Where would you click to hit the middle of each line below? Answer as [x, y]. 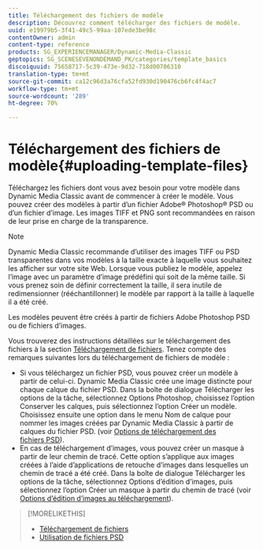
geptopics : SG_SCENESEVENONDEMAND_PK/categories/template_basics [117, 60]
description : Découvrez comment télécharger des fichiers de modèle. [125, 23]
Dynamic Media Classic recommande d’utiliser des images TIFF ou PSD [124, 252]
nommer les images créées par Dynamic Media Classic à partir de [126, 423]
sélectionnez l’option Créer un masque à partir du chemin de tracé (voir [135, 490]
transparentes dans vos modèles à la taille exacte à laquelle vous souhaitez [130, 260]
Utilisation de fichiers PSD [81, 537]
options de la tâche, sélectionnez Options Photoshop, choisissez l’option [137, 398]
